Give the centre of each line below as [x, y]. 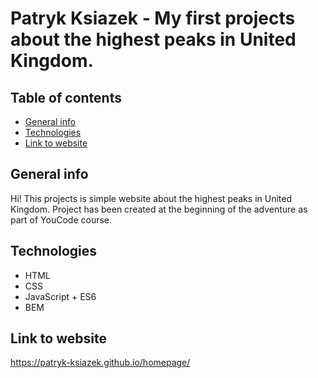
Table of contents [66, 97]
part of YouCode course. [61, 219]
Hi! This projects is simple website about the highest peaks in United [151, 198]
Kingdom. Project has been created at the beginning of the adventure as [159, 209]
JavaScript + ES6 [60, 296]
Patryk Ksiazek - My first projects [153, 18]
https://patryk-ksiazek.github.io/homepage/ [100, 363]
